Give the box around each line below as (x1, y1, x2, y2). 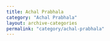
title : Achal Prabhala (6, 8, 64, 15)
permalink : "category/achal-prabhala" (6, 25, 105, 32)
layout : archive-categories (6, 20, 78, 26)
